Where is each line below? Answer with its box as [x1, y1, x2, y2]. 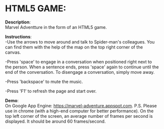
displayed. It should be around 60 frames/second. [5, 118, 106, 124]
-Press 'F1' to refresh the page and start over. [5, 88, 97, 94]
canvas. [5, 49, 21, 55]
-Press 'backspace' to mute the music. [5, 79, 83, 85]
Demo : [5, 97, 19, 103]
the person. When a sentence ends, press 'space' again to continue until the [5, 64, 159, 70]
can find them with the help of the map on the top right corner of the [5, 44, 143, 50]
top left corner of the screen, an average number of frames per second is [5, 113, 153, 119]
